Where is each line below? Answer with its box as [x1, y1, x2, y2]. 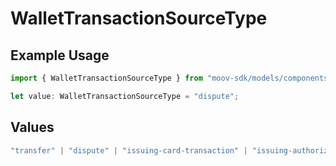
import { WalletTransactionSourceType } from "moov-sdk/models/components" [10, 73, 333, 83]
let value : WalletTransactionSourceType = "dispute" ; [10, 91, 240, 101]
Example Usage [10, 47, 110, 64]
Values [10, 119, 55, 136]
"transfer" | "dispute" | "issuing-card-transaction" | [10, 145, 248, 156]
